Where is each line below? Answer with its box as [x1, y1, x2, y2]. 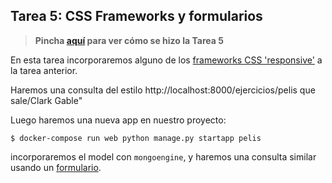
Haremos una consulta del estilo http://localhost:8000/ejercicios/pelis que [10, 84, 316, 96]
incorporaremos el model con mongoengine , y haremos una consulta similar [10, 150, 317, 163]
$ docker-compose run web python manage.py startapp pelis [10, 133, 262, 143]
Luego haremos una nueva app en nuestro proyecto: [10, 114, 227, 126]
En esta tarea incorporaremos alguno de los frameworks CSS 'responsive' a [10, 54, 323, 66]
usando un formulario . [10, 161, 102, 173]
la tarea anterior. [10, 64, 78, 76]
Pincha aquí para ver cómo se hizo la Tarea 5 [34, 34, 224, 46]
